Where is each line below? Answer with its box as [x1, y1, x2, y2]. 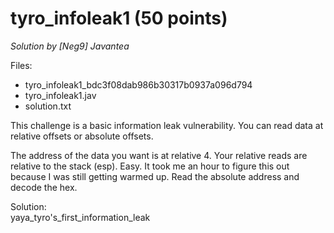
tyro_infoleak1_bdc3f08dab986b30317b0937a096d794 [24, 78, 253, 91]
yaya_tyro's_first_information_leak [10, 211, 151, 223]
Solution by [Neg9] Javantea [10, 40, 130, 52]
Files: [10, 59, 33, 71]
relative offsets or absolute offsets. [10, 130, 154, 142]
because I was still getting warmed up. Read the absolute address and [10, 170, 300, 182]
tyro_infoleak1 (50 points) [10, 7, 228, 30]
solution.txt [24, 100, 72, 112]
